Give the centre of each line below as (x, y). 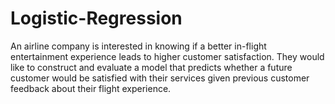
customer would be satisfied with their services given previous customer (160, 78)
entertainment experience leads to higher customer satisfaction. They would (167, 56)
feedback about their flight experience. (91, 88)
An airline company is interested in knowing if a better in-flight (138, 46)
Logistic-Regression (96, 18)
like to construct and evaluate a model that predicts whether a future (151, 67)
